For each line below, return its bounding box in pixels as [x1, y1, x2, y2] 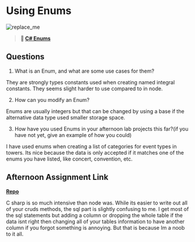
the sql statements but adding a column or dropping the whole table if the [6, 212, 183, 219]
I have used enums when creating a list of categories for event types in [6, 142, 177, 150]
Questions [6, 52, 45, 62]
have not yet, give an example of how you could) [14, 131, 132, 138]
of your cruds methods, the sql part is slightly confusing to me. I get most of [6, 205, 189, 212]
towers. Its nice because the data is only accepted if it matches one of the [6, 149, 184, 156]
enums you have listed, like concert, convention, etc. [6, 155, 133, 162]
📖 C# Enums [20, 35, 51, 42]
